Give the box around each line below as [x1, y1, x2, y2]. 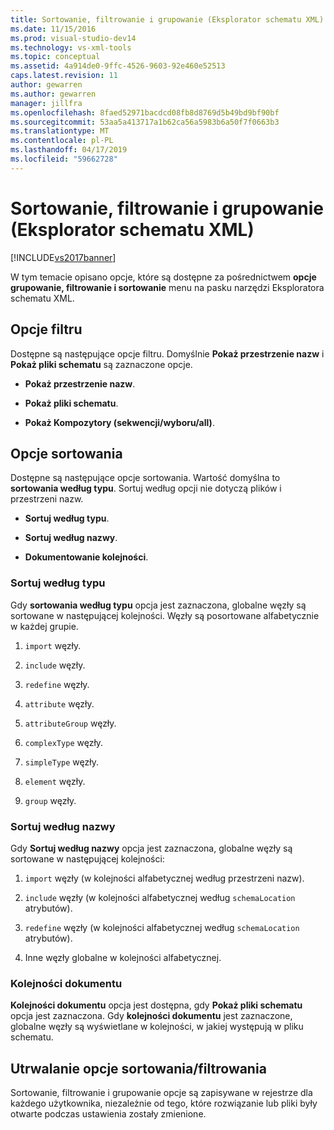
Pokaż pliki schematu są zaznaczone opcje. [10, 358, 193, 370]
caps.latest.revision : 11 [10, 71, 118, 81]
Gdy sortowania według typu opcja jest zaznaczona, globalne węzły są [10, 599, 307, 611]
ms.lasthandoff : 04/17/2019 [10, 145, 128, 155]
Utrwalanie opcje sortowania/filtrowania [10, 1060, 267, 1077]
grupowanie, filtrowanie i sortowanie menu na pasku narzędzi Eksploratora [10, 281, 325, 293]
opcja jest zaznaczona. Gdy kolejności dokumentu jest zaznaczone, [10, 1010, 293, 1022]
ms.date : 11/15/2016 [10, 24, 97, 34]
